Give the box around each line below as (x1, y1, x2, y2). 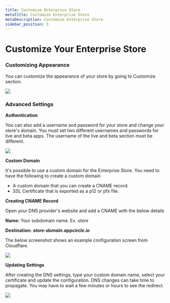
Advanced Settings (5, 100, 54, 108)
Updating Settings (5, 262, 45, 268)
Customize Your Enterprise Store (5, 44, 147, 55)
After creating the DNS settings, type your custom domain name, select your (5, 272, 165, 278)
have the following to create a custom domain (5, 173, 101, 179)
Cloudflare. (5, 243, 29, 249)
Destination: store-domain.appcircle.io (5, 227, 90, 233)
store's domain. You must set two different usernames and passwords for (5, 127, 159, 133)
